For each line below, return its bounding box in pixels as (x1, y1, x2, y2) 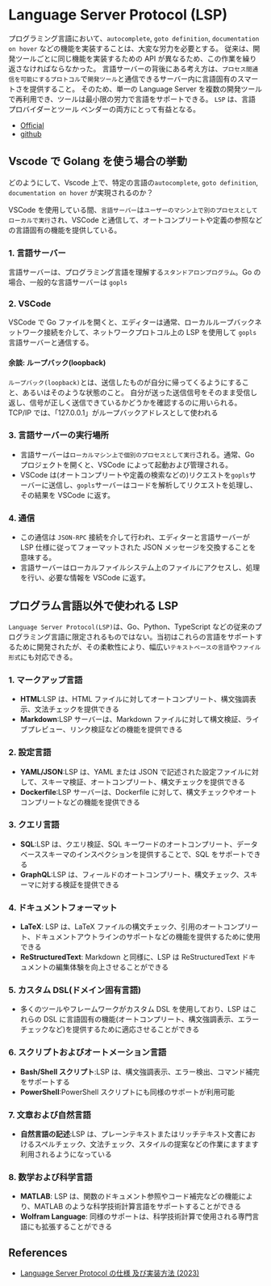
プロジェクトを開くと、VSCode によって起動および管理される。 (19, 460, 233, 469)
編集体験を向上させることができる (55, 962, 169, 972)
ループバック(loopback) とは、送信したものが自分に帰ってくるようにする (8, 377, 242, 387)
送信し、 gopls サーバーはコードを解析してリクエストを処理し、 (48, 480, 257, 490)
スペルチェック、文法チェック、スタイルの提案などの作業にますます (34, 1140, 260, 1149)
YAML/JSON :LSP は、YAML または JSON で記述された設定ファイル (19, 766, 245, 776)
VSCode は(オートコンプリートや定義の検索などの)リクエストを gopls (19, 469, 250, 479)
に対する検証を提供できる (34, 880, 119, 889)
